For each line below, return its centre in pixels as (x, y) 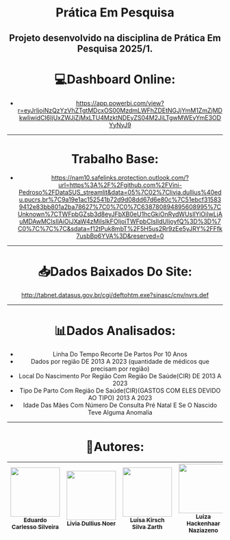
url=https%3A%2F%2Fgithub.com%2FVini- (120, 185)
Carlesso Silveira (35, 527)
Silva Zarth (148, 527)
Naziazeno (203, 530)
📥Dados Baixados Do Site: (115, 271)
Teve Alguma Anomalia (120, 413)
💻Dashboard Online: (115, 79)
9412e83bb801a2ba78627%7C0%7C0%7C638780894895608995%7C (120, 207)
